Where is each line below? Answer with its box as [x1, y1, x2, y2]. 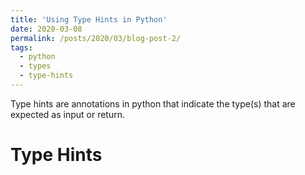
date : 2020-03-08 [10, 24, 83, 34]
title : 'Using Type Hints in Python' [10, 14, 168, 25]
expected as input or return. [10, 108, 126, 120]
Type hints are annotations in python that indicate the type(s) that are [10, 97, 296, 110]
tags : [10, 42, 33, 53]
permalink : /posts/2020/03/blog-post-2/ [10, 33, 182, 43]
